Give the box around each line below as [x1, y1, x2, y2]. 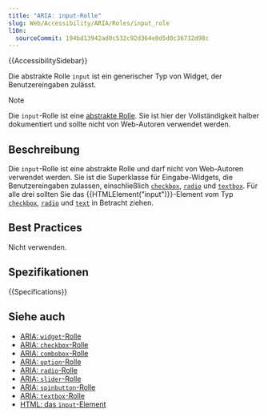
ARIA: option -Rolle [19, 357, 82, 367]
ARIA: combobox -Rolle [19, 348, 89, 358]
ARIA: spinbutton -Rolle [19, 382, 96, 392]
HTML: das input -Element [19, 399, 106, 409]
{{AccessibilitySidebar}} [8, 56, 88, 66]
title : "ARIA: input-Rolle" [8, 11, 102, 20]
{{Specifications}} [8, 287, 68, 296]
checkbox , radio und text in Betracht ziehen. [8, 198, 154, 208]
